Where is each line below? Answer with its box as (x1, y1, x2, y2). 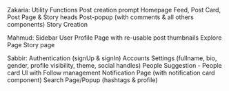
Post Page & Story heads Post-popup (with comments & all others (7, 13, 195, 21)
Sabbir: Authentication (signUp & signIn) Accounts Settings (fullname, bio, (7, 54, 217, 62)
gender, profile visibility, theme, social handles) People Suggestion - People (7, 62, 222, 69)
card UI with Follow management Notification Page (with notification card (7, 68, 215, 77)
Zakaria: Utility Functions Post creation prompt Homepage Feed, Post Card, (7, 6, 221, 14)
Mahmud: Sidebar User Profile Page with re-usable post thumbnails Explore (7, 34, 222, 42)
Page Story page (7, 41, 55, 49)
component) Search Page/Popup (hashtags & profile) (7, 76, 158, 84)
